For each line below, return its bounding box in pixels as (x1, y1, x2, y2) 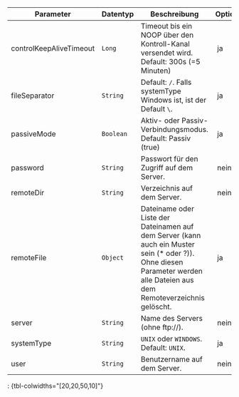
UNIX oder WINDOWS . (141, 334, 203, 344)
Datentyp (102, 9, 134, 19)
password (11, 163, 44, 172)
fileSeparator (11, 91, 55, 100)
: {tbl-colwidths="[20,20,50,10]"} (7, 381, 104, 390)
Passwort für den (141, 154, 198, 163)
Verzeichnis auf (141, 183, 193, 193)
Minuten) (141, 66, 171, 76)
